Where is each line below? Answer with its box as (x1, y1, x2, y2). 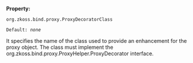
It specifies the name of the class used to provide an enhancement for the (6, 37, 187, 44)
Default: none (6, 27, 42, 33)
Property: (6, 5, 31, 12)
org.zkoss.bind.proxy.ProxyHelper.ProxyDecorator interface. (6, 50, 154, 57)
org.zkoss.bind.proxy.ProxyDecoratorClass (6, 17, 113, 23)
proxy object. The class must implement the (6, 44, 114, 51)
